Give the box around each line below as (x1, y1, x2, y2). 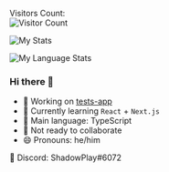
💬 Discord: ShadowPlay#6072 (9, 152, 121, 163)
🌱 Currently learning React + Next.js (22, 106, 160, 116)
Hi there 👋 (9, 75, 55, 87)
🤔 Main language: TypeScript (22, 116, 132, 126)
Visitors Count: (9, 8, 66, 18)
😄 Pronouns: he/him (22, 135, 100, 146)
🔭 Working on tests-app (22, 96, 112, 107)
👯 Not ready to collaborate (22, 125, 122, 136)
